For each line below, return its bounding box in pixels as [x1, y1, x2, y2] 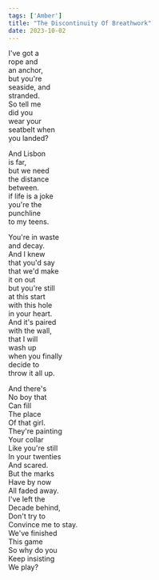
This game [8, 537, 43, 546]
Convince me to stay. [8, 520, 78, 530]
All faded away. [8, 486, 59, 496]
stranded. [8, 91, 40, 101]
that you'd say [8, 258, 55, 268]
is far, [8, 158, 26, 167]
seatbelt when [8, 125, 56, 134]
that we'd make [8, 266, 59, 276]
